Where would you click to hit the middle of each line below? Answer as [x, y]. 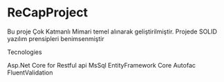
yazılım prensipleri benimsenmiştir [56, 38]
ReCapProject [48, 13]
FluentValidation [30, 72]
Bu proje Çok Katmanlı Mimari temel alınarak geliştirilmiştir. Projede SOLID [112, 31]
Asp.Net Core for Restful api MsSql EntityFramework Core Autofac [101, 65]
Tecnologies [25, 52]
